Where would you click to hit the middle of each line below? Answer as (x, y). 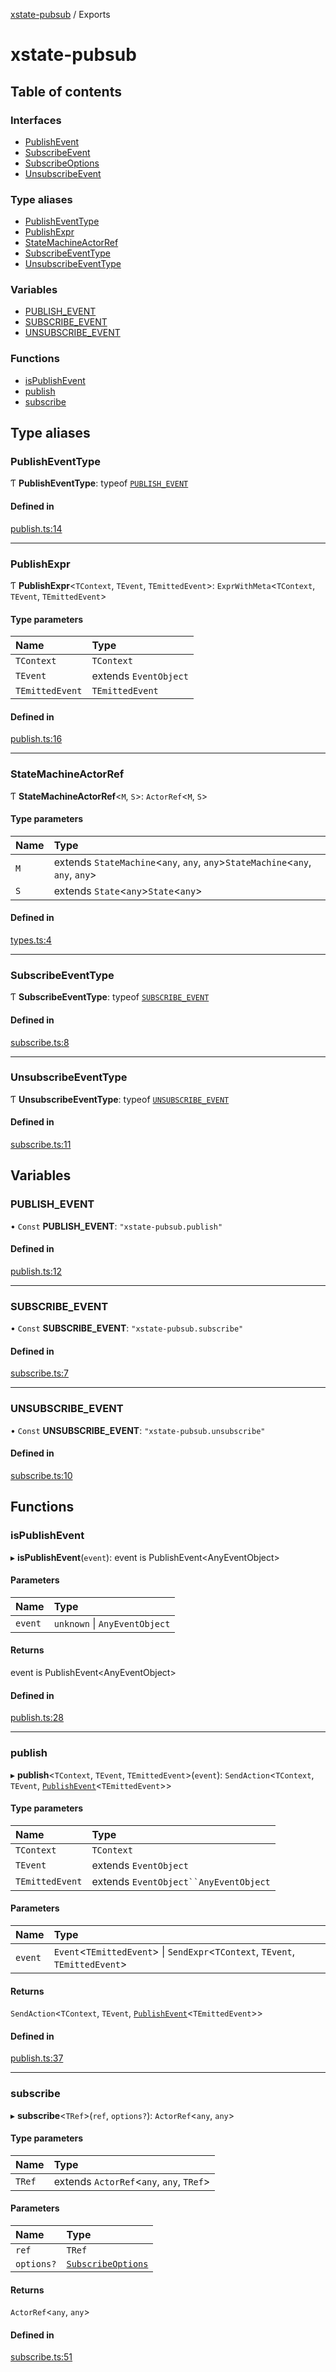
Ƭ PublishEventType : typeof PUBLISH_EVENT (99, 483)
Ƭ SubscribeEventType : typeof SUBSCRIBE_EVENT (110, 997)
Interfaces (36, 120)
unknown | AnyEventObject (112, 1623)
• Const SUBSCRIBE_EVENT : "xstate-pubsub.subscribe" (127, 1328)
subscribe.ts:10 (41, 1475)
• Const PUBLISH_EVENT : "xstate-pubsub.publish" (116, 1226)
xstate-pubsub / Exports (60, 14)
